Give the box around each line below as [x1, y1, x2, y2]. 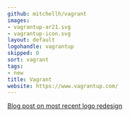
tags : [7, 63, 23, 70]
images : [7, 17, 30, 24]
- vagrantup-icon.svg [7, 30, 71, 37]
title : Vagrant [7, 75, 52, 83]
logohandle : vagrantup [7, 43, 74, 50]
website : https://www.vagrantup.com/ [7, 82, 119, 90]
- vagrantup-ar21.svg [7, 23, 71, 30]
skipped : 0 [7, 50, 40, 57]
